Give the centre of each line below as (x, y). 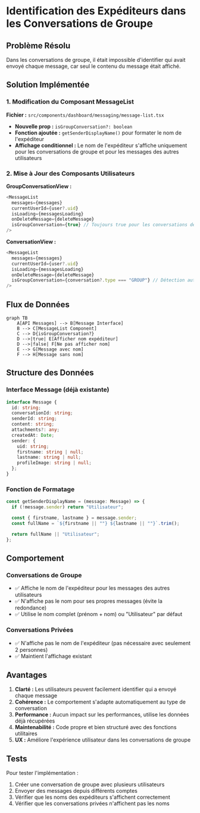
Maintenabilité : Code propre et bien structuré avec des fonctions (96, 727)
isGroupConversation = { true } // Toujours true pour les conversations (99, 225)
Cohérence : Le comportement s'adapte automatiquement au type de (100, 702)
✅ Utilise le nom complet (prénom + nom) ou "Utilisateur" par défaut (99, 614)
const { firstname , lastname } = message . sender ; (74, 518)
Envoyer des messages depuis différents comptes (76, 791)
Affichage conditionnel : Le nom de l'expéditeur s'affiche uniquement (101, 145)
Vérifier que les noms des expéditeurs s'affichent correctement (93, 797)
